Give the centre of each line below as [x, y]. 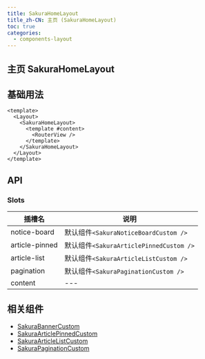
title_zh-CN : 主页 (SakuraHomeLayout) [62, 20]
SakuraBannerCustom [48, 326]
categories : [24, 33]
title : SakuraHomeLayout [43, 13]
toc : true [21, 26]
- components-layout [43, 39]
